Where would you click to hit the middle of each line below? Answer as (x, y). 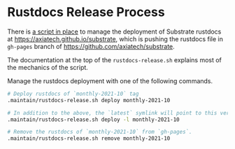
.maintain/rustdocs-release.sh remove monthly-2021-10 (89, 139)
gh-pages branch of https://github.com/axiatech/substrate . (91, 46)
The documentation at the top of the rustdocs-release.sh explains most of (115, 59)
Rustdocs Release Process (86, 12)
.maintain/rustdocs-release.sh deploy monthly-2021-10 (89, 100)
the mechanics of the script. (48, 67)
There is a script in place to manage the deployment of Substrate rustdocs (114, 31)
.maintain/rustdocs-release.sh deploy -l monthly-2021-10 (93, 120)
